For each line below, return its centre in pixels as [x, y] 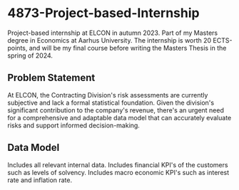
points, [17, 48]
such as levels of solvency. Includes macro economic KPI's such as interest [118, 172]
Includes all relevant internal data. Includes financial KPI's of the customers [118, 164]
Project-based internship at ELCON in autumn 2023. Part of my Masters [113, 33]
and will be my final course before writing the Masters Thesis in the [128, 48]
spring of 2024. [30, 56]
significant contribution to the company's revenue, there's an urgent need [116, 110]
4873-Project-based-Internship [103, 13]
